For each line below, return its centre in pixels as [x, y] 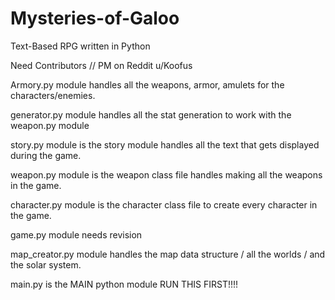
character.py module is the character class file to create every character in [164, 204]
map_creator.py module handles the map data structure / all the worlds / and [168, 254]
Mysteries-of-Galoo [95, 18]
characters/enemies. [53, 95]
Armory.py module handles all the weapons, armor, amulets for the [147, 84]
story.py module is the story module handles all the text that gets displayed [165, 144]
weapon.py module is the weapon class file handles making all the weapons [166, 174]
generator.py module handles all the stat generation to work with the [151, 114]
